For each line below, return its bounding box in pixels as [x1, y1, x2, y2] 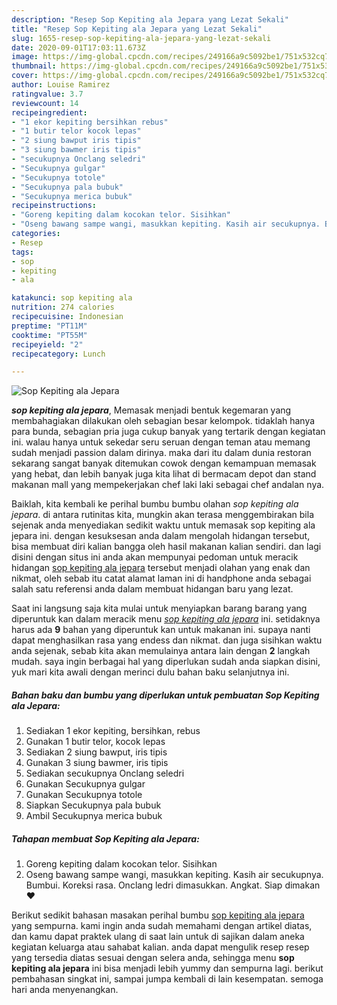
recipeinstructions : [11, 201, 98, 211]
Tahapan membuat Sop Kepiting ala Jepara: [11, 832, 200, 845]
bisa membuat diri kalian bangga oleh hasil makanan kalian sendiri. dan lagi [11, 541, 322, 553]
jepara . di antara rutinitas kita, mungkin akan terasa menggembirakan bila [11, 509, 315, 521]
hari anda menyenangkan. [11, 984, 119, 996]
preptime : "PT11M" [11, 321, 88, 331]
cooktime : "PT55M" [11, 330, 88, 340]
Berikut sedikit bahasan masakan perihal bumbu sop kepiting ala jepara [11, 909, 305, 921]
